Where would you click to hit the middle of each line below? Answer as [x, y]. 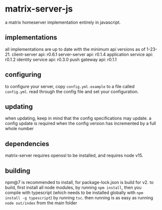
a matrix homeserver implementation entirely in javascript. [63, 22]
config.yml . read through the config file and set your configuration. [72, 91]
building [18, 171]
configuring [23, 75]
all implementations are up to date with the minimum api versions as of [75, 49]
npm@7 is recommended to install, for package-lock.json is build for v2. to [79, 182]
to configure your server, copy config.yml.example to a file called [70, 86]
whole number [19, 129]
